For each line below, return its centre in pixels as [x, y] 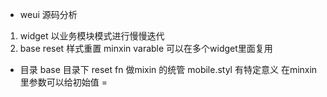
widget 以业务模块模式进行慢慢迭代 [92, 36]
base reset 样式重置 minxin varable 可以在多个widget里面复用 [146, 48]
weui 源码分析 [48, 14]
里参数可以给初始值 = [63, 82]
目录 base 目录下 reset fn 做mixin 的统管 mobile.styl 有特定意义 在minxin [168, 69]
